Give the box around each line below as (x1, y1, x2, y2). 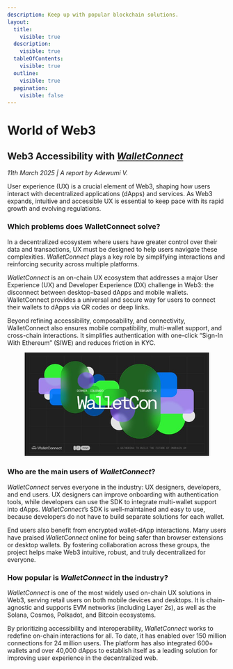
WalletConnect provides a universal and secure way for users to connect (7, 296, 216, 304)
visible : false (19, 92, 64, 99)
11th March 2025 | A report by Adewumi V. (7, 169, 129, 177)
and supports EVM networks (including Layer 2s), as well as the (33, 603, 216, 611)
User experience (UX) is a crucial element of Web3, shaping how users (7, 182, 211, 191)
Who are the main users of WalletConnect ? (7, 467, 156, 476)
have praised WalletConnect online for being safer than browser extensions (7, 533, 224, 542)
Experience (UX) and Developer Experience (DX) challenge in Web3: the (7, 280, 214, 289)
